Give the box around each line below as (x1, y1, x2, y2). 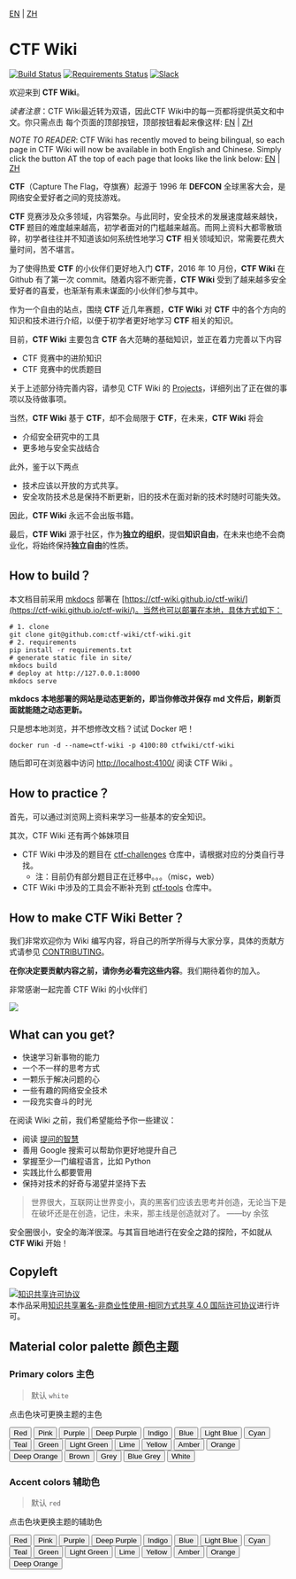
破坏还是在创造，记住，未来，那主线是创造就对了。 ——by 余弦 (38, 1208, 269, 1218)
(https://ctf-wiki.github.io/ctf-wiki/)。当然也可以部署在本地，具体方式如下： (9, 604, 283, 615)
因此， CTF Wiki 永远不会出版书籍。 (9, 509, 139, 520)
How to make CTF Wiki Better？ (9, 910, 186, 925)
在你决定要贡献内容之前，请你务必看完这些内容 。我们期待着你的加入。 (9, 966, 265, 976)
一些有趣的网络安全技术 (21, 1085, 108, 1096)
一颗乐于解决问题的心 (21, 1074, 100, 1085)
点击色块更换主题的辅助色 (9, 1516, 102, 1527)
